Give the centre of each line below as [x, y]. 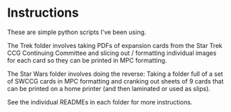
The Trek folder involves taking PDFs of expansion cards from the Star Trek [115, 45]
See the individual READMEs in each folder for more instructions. [100, 102]
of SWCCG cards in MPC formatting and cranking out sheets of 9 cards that [115, 81]
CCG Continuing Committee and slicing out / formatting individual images [112, 53]
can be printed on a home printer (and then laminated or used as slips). [109, 88]
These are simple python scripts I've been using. [77, 32]
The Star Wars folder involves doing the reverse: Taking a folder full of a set [115, 74]
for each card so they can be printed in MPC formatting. [87, 60]
